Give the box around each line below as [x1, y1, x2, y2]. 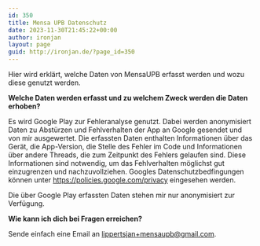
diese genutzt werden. [8, 78, 81, 87]
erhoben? [8, 101, 41, 111]
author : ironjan [8, 33, 61, 42]
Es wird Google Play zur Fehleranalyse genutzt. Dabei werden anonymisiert [8, 117, 251, 126]
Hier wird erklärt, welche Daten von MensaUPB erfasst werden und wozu [8, 70, 245, 79]
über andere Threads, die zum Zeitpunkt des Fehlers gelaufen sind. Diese [8, 150, 246, 160]
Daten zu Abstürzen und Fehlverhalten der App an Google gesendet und [8, 125, 242, 134]
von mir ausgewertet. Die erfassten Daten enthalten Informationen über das [8, 134, 253, 142]
